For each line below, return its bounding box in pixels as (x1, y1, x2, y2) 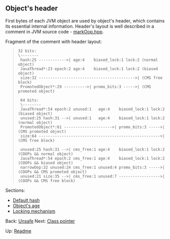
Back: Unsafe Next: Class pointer (5, 218, 75, 224)
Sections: (5, 187, 26, 193)
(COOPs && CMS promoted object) (17, 169, 87, 175)
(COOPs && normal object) (17, 151, 73, 157)
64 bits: (20, 97, 39, 103)
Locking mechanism (12, 208, 55, 214)
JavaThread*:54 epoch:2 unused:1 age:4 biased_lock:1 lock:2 (20, 106, 165, 112)
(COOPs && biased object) (17, 160, 73, 165)
